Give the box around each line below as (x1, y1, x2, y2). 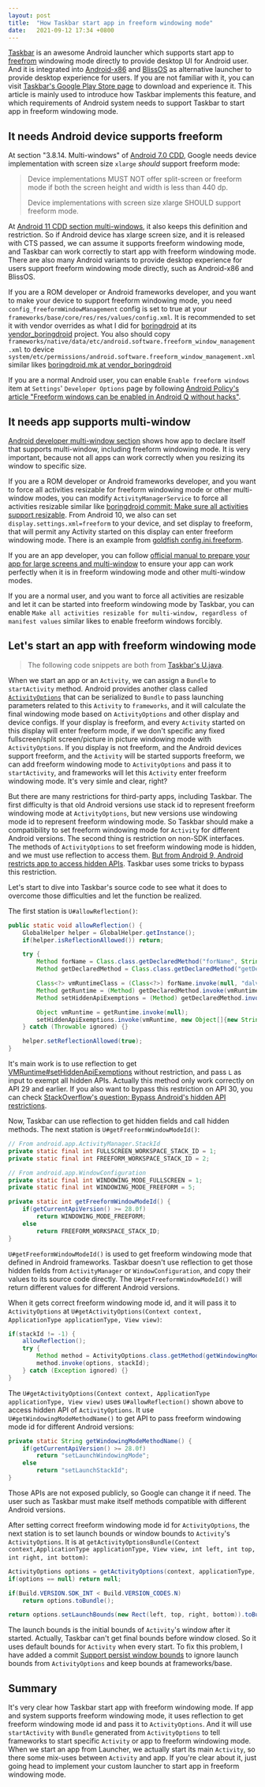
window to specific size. (8, 462, 87, 470)
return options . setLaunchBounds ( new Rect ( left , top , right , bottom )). (8, 1611, 245, 1619)
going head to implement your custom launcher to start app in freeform (8, 1762, 240, 1771)
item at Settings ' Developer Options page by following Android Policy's (8, 384, 239, 394)
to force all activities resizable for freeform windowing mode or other (8, 485, 232, 494)
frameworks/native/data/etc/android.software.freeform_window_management (8, 337, 256, 346)
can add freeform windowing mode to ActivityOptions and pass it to (8, 760, 232, 769)
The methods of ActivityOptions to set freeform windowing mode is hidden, (8, 842, 256, 851)
